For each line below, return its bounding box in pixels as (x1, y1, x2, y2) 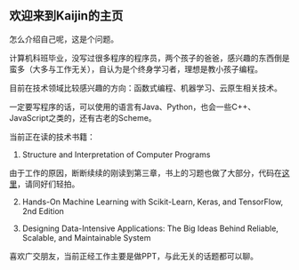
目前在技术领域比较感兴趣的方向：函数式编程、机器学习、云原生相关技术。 (9, 83, 282, 93)
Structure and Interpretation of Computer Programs (21, 149, 211, 160)
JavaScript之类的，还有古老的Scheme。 (9, 112, 158, 123)
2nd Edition (21, 205, 65, 216)
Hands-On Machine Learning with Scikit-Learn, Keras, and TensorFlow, (21, 196, 283, 207)
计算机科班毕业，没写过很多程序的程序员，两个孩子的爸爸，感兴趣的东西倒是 (9, 52, 290, 63)
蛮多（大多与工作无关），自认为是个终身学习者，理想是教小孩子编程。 (9, 63, 263, 74)
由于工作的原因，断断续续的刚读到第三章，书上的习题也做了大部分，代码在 (9, 167, 282, 178)
